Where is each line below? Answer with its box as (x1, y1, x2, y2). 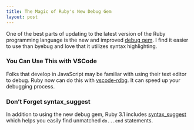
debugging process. (6, 83, 55, 90)
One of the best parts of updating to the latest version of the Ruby (6, 30, 166, 37)
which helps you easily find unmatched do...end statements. (6, 117, 153, 124)
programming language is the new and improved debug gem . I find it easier (6, 36, 189, 43)
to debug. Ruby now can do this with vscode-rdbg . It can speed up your (6, 77, 180, 84)
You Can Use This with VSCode (6, 57, 97, 65)
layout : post (6, 14, 38, 20)
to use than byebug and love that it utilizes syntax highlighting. (6, 42, 158, 50)
